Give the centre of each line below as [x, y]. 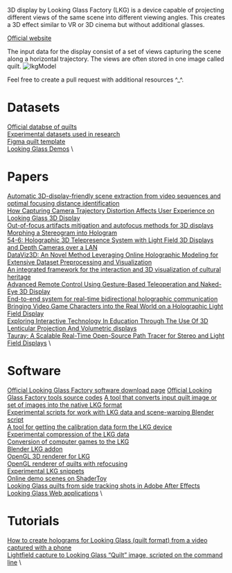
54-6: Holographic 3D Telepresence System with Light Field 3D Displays [110, 240]
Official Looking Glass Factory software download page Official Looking [110, 390]
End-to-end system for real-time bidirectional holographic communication [113, 299]
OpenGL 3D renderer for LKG [48, 456]
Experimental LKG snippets [46, 471]
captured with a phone [39, 547]
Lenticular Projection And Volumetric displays [72, 328]
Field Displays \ [29, 343]
